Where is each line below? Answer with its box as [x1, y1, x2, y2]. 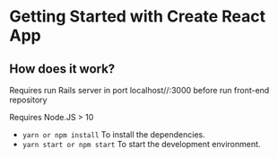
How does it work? [9, 61, 116, 76]
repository [9, 94, 48, 105]
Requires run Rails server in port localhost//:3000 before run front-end [9, 85, 270, 95]
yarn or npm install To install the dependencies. [22, 129, 205, 140]
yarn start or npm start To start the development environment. [22, 139, 261, 149]
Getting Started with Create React [9, 6, 266, 27]
